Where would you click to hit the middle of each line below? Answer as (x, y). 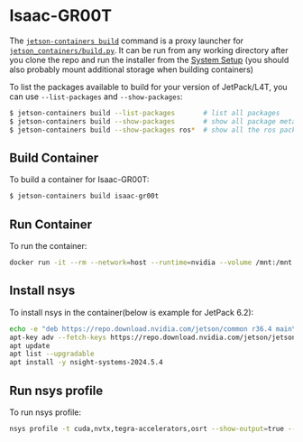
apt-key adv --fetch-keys (58, 337)
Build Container (54, 157)
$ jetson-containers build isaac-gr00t (84, 196)
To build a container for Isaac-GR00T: (79, 180)
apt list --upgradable (52, 354)
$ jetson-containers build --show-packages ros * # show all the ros (143, 130)
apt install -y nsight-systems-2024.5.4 (87, 363)
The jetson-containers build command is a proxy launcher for (127, 41)
